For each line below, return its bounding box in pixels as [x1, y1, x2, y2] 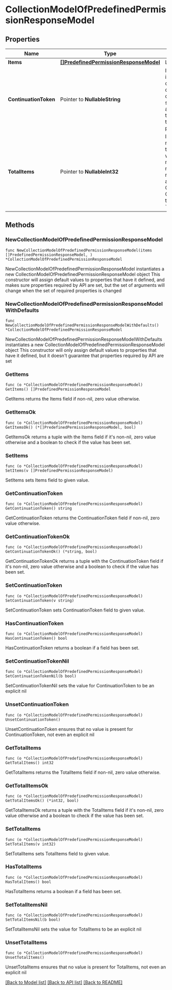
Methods [5, 221, 35, 229]
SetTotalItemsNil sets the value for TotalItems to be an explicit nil [5, 926, 142, 933]
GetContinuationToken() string [5, 506, 72, 511]
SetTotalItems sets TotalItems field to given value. [5, 850, 110, 856]
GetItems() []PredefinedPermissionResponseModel [5, 387, 111, 392]
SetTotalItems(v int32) [5, 841, 56, 847]
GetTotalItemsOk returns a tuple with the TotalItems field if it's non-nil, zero [5, 807, 164, 813]
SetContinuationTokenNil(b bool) [5, 673, 77, 679]
